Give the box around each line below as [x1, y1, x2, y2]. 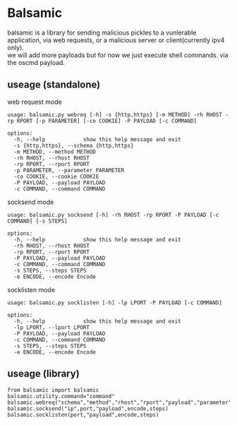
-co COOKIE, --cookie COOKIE [13, 173, 99, 180]
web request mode [7, 97, 62, 106]
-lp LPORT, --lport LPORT [13, 323, 90, 331]
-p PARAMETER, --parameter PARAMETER [13, 167, 125, 174]
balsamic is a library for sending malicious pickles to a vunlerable [7, 28, 197, 37]
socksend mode [7, 198, 54, 206]
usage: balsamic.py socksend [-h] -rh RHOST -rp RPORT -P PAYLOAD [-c [7, 211, 219, 218]
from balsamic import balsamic [7, 386, 99, 393]
